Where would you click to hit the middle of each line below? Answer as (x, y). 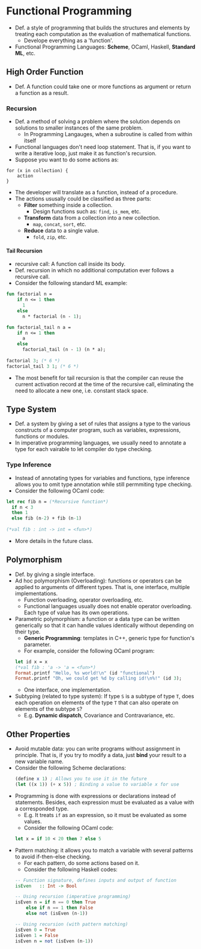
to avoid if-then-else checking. (53, 857)
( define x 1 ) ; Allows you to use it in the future (81, 779)
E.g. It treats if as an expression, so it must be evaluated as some (105, 815)
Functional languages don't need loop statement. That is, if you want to (103, 147)
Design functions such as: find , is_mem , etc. (87, 212)
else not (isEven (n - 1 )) (57, 914)
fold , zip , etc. (50, 237)
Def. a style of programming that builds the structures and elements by (102, 28)
